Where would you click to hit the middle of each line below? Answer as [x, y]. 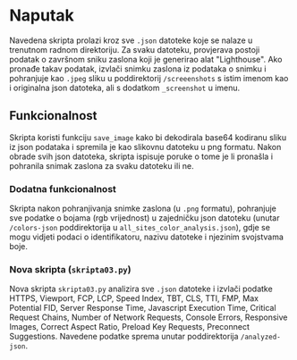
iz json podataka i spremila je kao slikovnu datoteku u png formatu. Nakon [145, 147]
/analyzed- [261, 337]
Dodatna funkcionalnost [63, 188]
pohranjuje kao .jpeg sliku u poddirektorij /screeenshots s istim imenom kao [149, 78]
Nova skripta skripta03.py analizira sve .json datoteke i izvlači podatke [141, 289]
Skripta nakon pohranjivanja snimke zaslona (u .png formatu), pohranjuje [143, 209]
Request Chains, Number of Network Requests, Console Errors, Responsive [148, 317]
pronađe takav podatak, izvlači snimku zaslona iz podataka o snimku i [138, 69]
